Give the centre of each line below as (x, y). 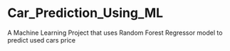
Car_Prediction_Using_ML (85, 13)
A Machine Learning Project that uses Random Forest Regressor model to (115, 33)
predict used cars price (42, 40)
